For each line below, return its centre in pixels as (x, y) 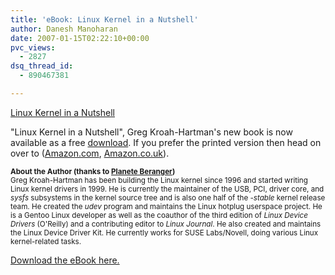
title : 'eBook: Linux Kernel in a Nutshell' (104, 19)
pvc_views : (33, 47)
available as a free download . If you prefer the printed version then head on (166, 142)
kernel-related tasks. (46, 241)
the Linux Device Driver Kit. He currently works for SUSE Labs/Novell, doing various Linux (164, 232)
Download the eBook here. (65, 260)
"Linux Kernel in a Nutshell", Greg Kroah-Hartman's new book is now (151, 132)
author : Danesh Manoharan (64, 29)
